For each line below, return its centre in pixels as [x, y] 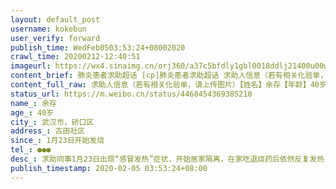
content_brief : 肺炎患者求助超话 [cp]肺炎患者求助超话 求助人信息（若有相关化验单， [169, 76]
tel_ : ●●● [31, 150]
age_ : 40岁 [32, 112]
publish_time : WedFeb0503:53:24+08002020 [98, 47]
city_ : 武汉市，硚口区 [52, 122]
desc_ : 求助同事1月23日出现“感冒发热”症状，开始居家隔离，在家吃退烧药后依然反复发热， [171, 159]
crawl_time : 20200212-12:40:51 [75, 57]
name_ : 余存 [33, 103]
